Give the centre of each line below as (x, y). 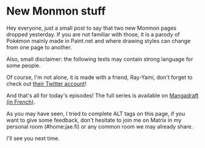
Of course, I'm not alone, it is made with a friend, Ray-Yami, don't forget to (100, 77)
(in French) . (21, 102)
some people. (23, 66)
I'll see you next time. (33, 138)
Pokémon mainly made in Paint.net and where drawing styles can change (99, 41)
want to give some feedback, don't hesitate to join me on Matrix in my (94, 120)
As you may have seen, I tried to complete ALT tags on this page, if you (96, 113)
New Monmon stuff (56, 11)
